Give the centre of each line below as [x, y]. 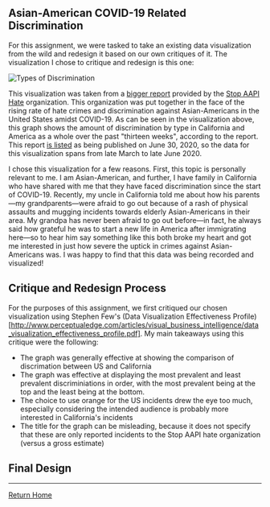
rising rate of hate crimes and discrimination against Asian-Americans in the [134, 110]
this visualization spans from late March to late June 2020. [105, 153]
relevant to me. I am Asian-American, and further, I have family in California [133, 177]
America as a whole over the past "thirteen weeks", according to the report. [133, 136]
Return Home [30, 495]
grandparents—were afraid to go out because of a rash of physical [137, 203]
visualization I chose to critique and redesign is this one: [101, 62]
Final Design [40, 469]
